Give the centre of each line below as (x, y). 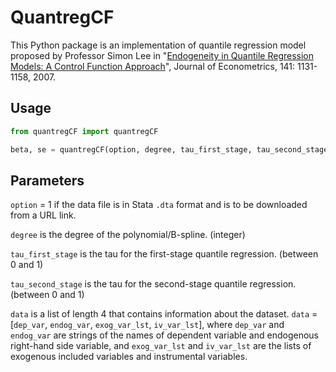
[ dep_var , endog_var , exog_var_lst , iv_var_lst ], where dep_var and (147, 325)
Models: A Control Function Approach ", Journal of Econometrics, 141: (153, 66)
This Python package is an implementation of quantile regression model (158, 45)
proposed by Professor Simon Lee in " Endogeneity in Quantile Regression (162, 55)
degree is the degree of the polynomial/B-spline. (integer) (128, 235)
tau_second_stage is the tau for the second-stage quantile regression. (153, 284)
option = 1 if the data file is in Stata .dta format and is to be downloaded (159, 205)
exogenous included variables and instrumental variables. (129, 357)
